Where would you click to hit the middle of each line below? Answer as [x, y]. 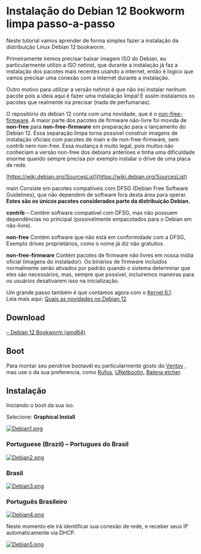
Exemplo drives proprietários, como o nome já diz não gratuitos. [85, 243]
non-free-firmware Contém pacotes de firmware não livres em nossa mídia [100, 255]
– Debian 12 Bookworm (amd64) [46, 332]
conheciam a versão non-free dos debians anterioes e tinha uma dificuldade [100, 152]
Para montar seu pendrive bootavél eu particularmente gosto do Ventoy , [96, 366]
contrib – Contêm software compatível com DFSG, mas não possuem [92, 212]
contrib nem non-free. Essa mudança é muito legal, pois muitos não [90, 146]
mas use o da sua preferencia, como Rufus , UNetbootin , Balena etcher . [94, 372]
